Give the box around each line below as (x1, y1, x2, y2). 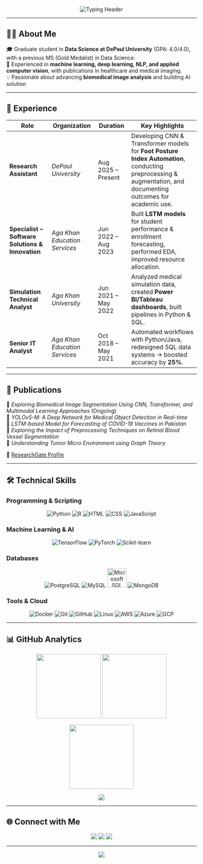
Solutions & (9, 240, 43, 248)
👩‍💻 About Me (6, 29, 57, 39)
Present (97, 173, 120, 182)
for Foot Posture (130, 147, 179, 155)
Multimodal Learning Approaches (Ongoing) (6, 407, 117, 415)
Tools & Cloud (6, 596, 48, 605)
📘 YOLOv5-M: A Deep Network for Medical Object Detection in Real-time (6, 414, 188, 421)
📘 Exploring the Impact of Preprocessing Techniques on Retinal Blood (6, 427, 180, 434)
